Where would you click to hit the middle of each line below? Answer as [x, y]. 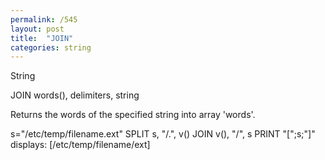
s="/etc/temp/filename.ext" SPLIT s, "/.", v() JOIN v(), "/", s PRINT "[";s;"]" [163, 134]
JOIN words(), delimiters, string [75, 95]
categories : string [51, 47]
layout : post [37, 29]
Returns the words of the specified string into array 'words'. [133, 115]
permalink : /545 [44, 19]
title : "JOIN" [42, 38]
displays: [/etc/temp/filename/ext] [80, 145]
